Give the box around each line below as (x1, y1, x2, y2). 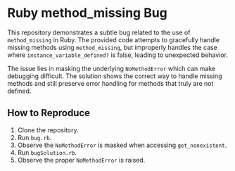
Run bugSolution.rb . (17, 148, 77, 156)
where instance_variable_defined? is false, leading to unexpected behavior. (7, 51, 229, 59)
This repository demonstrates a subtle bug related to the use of (7, 28, 191, 37)
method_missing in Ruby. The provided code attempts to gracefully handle (7, 35, 220, 44)
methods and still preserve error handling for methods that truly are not (7, 79, 214, 87)
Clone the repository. (17, 125, 79, 134)
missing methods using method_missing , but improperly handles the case (7, 43, 218, 51)
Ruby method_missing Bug (7, 5, 167, 21)
